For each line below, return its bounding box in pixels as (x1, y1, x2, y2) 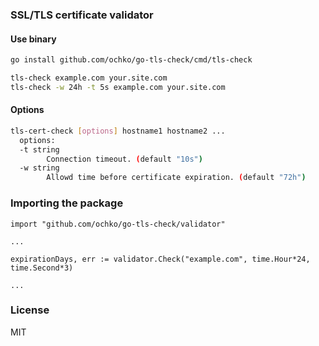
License (10, 303, 50, 317)
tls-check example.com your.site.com (10, 73, 168, 83)
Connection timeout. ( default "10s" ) (46, 154, 203, 164)
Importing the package (10, 196, 124, 210)
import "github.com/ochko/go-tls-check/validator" (10, 219, 226, 229)
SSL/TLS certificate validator (10, 8, 154, 22)
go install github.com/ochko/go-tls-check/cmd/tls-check (10, 55, 253, 65)
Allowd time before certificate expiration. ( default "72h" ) (46, 173, 307, 183)
